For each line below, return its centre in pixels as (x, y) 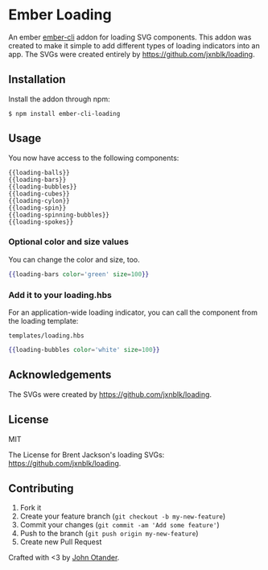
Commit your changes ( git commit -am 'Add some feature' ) (120, 525)
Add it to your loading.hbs (60, 295)
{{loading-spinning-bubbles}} (59, 215)
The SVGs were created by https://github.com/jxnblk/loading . (110, 394)
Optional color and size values (68, 242)
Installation (37, 79)
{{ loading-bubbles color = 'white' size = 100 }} (84, 350)
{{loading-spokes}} (41, 222)
